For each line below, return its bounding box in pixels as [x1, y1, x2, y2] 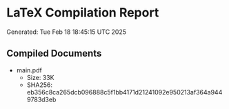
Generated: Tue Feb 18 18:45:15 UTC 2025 [6, 28, 127, 36]
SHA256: [26, 81, 53, 89]
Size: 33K [26, 73, 54, 81]
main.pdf [16, 66, 42, 74]
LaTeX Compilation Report [6, 5, 159, 21]
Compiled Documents [6, 48, 102, 59]
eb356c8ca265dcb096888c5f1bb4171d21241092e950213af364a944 [26, 88, 223, 96]
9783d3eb [26, 95, 57, 103]
